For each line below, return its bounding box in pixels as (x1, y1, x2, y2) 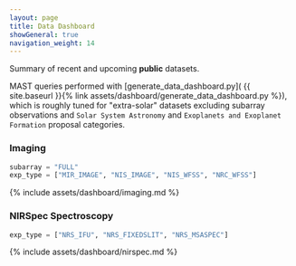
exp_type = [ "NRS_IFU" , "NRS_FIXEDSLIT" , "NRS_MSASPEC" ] (9, 230, 229, 240)
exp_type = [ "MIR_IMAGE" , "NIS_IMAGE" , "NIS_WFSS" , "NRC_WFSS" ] (9, 171, 257, 180)
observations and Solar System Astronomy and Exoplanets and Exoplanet (9, 109, 282, 120)
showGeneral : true (9, 30, 79, 39)
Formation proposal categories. (9, 119, 125, 130)
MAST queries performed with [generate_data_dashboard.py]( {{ (9, 81, 251, 91)
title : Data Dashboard (9, 22, 95, 31)
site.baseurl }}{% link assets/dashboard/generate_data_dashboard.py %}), (9, 90, 288, 101)
